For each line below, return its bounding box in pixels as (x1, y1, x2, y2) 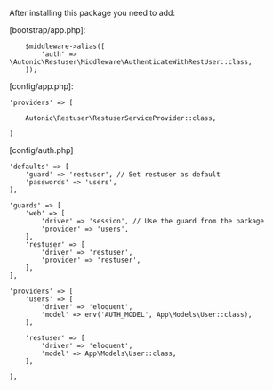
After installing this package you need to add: (9, 8, 176, 18)
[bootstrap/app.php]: (9, 25, 86, 35)
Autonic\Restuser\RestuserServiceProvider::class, (25, 114, 217, 123)
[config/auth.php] (9, 145, 74, 155)
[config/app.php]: (9, 81, 74, 92)
